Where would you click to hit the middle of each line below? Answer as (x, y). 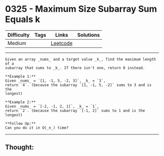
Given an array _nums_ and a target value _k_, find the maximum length (81, 59)
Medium (17, 43)
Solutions (89, 35)
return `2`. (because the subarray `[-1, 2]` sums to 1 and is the (75, 111)
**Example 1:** (20, 76)
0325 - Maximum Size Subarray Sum (81, 9)
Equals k (23, 19)
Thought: (20, 147)
